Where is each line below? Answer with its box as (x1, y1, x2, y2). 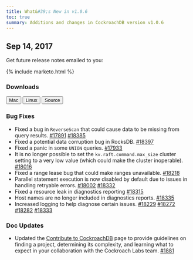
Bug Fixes (6, 112, 35, 120)
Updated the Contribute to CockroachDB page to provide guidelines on (14, 235, 187, 242)
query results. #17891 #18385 (14, 131, 86, 139)
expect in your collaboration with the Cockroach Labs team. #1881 (14, 247, 174, 254)
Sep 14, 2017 (6, 41, 53, 51)
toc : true (6, 14, 31, 20)
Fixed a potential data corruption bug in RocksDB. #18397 (14, 138, 154, 145)
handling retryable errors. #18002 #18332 (14, 181, 116, 188)
